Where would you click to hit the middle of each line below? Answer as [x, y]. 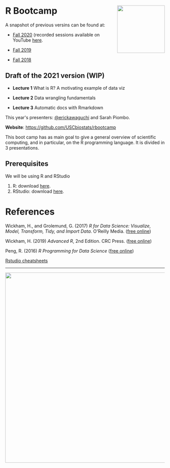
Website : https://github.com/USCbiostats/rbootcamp [61, 127]
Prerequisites [27, 164]
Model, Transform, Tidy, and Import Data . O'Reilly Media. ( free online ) [78, 231]
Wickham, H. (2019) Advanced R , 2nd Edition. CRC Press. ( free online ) [78, 241]
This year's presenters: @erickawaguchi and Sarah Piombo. [68, 117]
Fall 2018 [22, 60]
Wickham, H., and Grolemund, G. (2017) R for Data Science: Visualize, [78, 226]
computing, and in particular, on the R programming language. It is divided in [85, 142]
